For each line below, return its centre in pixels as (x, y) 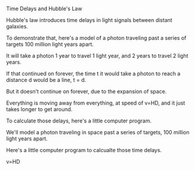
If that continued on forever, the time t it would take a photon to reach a (93, 73)
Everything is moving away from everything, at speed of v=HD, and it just (96, 103)
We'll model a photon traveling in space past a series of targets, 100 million (98, 132)
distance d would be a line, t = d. (46, 80)
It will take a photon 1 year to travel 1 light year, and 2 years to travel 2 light (97, 56)
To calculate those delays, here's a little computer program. (79, 121)
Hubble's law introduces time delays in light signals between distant (89, 20)
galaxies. (17, 26)
